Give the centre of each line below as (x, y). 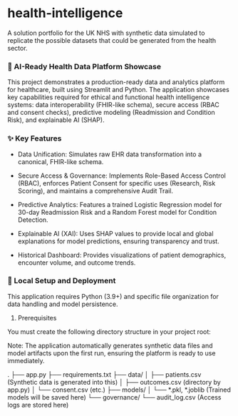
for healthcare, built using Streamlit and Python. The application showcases (118, 90)
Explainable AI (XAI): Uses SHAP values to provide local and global (115, 233)
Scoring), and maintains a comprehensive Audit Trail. (95, 191)
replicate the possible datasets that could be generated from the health (112, 40)
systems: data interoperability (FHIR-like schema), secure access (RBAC (113, 105)
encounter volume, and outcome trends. (77, 263)
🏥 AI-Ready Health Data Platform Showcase (84, 66)
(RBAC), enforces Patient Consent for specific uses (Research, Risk (117, 183)
